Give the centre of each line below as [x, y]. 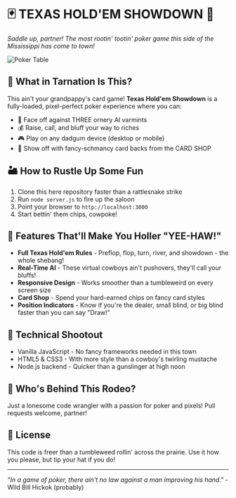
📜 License [29, 435]
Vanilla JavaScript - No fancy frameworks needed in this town [107, 352]
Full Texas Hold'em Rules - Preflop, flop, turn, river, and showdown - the [123, 253]
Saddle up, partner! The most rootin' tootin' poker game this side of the [111, 38]
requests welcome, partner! [47, 413]
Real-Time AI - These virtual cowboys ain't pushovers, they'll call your [119, 268]
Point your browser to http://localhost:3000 [83, 207]
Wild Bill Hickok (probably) [46, 487]
